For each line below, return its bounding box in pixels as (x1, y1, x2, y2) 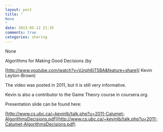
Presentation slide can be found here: (5, 101, 81, 107)
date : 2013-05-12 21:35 (5, 26, 54, 31)
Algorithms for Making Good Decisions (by (5, 58, 92, 64)
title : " (5, 12, 23, 17)
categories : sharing (5, 35, 48, 40)
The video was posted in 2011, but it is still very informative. (5, 82, 126, 88)
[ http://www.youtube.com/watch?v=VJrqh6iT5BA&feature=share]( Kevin (5, 67, 152, 73)
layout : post (5, 7, 32, 12)
